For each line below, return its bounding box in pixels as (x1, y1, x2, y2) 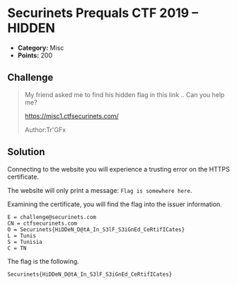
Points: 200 (17, 51, 53, 60)
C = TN (7, 245, 27, 252)
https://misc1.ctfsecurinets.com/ (24, 111, 119, 120)
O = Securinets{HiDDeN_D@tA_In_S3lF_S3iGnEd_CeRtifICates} (7, 225, 185, 233)
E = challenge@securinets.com (7, 213, 97, 220)
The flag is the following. (7, 257, 79, 265)
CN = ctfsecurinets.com (7, 220, 78, 227)
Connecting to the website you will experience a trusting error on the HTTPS (7, 164, 230, 173)
